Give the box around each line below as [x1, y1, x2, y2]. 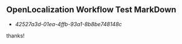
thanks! [6, 32, 25, 39]
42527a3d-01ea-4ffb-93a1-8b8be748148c [15, 20, 122, 27]
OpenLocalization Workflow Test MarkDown [6, 5, 177, 15]
